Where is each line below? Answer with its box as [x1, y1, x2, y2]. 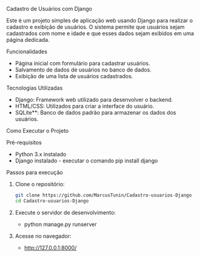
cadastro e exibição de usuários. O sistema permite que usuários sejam [6, 24, 185, 30]
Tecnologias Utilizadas [6, 84, 63, 92]
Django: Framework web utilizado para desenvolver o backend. [15, 96, 173, 103]
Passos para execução [6, 169, 63, 176]
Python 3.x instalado [15, 151, 67, 158]
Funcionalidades [6, 48, 47, 55]
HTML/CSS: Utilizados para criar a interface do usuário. [15, 102, 155, 110]
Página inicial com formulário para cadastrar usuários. [15, 60, 150, 67]
